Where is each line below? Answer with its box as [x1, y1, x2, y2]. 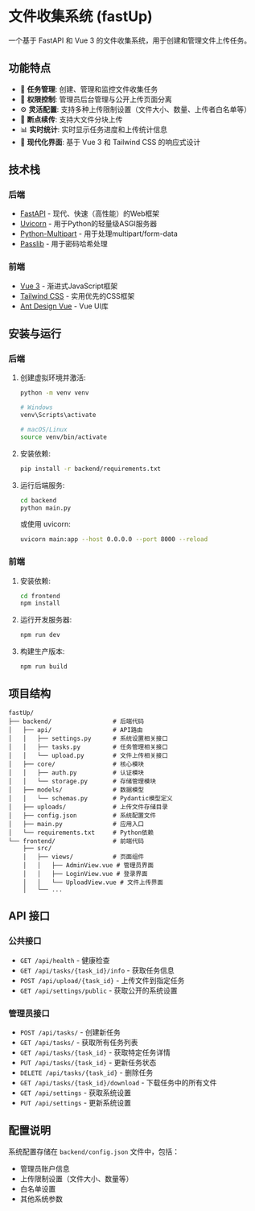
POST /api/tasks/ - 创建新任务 [19, 1027, 121, 1037]
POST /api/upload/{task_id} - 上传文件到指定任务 [19, 975, 185, 985]
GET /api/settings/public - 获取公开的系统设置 [19, 986, 178, 995]
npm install [19, 599, 60, 608]
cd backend [19, 496, 57, 504]
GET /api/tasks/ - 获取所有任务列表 [19, 1037, 138, 1047]
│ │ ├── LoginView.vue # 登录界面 [23, 870, 148, 878]
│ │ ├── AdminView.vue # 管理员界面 [23, 861, 154, 870]
